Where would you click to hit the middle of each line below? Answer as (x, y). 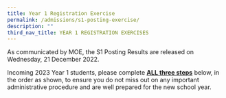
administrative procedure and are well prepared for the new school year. (109, 87)
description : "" (30, 26)
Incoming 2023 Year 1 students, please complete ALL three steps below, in (113, 73)
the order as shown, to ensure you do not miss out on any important (103, 80)
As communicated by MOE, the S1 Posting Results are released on (101, 52)
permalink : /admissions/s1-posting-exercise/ (73, 20)
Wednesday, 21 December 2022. (53, 60)
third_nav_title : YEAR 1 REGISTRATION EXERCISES (78, 33)
